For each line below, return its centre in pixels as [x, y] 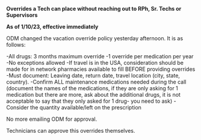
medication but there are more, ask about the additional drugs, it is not [93, 95]
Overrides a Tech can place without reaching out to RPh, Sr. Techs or [94, 9]
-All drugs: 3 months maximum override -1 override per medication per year [100, 56]
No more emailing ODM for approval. [52, 119]
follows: [16, 45]
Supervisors [22, 15]
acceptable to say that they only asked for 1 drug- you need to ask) [89, 101]
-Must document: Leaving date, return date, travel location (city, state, [93, 75]
